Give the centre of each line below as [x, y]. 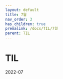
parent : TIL [17, 33]
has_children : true [25, 24]
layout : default [22, 10]
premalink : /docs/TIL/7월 [32, 29]
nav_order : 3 [19, 19]
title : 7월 [16, 15]
